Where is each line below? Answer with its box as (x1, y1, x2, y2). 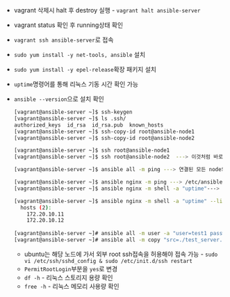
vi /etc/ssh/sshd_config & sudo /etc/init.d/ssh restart (24, 257, 193, 264)
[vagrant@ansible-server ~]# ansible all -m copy (13, 236, 161, 243)
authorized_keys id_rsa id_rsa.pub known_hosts (13, 121, 164, 129)
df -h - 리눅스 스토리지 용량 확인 (24, 273, 113, 282)
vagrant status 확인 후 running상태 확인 (13, 21, 124, 29)
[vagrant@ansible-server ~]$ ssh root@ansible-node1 (13, 147, 170, 154)
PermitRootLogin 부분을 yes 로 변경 (24, 264, 118, 273)
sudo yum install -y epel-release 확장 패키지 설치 (13, 65, 156, 73)
